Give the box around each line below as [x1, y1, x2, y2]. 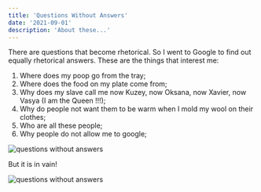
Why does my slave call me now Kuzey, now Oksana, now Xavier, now [19, 88, 247, 97]
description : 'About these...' [8, 26, 111, 34]
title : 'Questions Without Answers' [8, 11, 128, 20]
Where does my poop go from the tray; [19, 71, 146, 81]
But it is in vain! [8, 160, 57, 169]
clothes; [19, 113, 46, 122]
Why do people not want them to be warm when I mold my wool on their [19, 104, 254, 114]
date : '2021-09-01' [8, 19, 72, 27]
